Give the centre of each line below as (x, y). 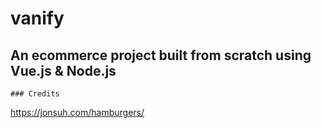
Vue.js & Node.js (63, 70)
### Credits (35, 94)
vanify (37, 18)
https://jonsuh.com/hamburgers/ (77, 112)
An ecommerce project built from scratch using (161, 55)
